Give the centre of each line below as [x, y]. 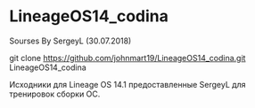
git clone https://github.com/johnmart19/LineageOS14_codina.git [127, 58]
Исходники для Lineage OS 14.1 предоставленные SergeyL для [127, 84]
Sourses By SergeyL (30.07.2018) [70, 41]
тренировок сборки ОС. [55, 94]
